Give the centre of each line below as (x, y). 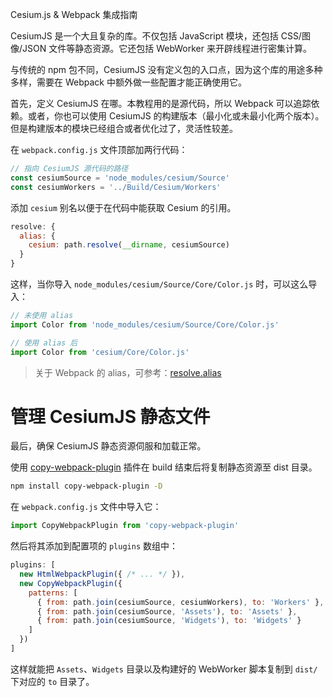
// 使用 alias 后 (44, 343)
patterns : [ (53, 593)
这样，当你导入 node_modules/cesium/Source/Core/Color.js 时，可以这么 (159, 284)
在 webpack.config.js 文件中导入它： (86, 507)
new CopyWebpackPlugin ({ (71, 583)
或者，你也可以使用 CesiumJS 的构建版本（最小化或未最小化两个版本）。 (176, 116)
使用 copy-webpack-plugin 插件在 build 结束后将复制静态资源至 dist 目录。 (164, 467)
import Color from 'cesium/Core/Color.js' (100, 352)
